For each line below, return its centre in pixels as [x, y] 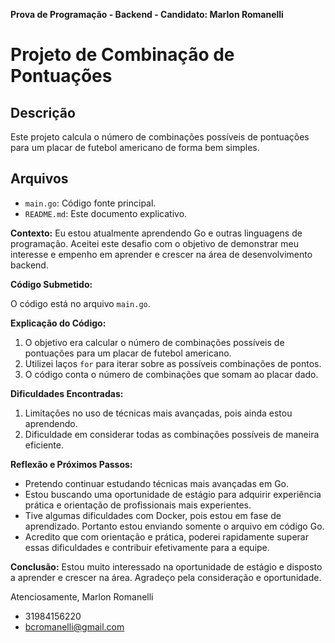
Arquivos [39, 179]
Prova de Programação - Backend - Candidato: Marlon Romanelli [147, 14]
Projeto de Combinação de [122, 55]
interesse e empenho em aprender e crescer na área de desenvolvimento [161, 254]
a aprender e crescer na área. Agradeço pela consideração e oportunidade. [166, 577]
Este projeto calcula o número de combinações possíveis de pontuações [160, 137]
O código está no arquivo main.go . [80, 303]
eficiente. [44, 445]
